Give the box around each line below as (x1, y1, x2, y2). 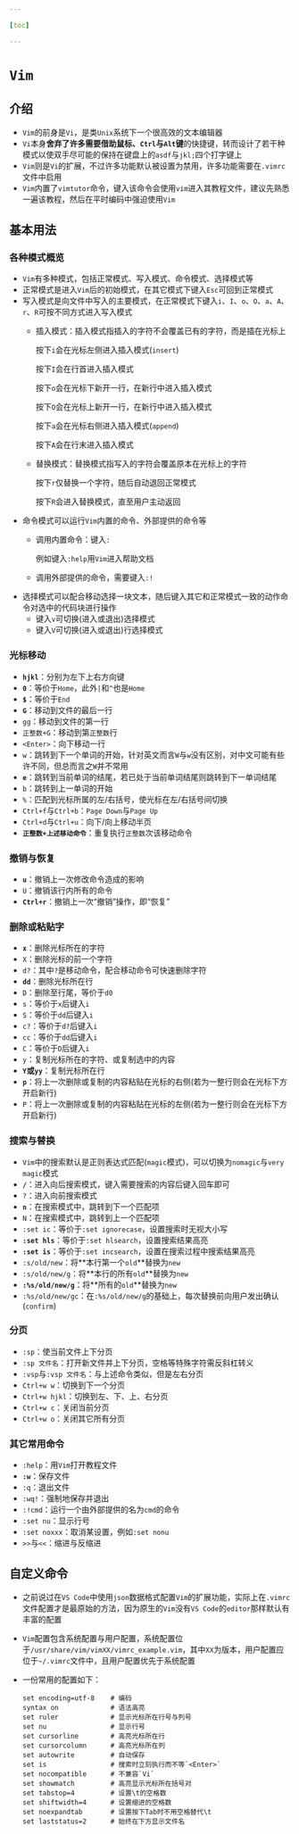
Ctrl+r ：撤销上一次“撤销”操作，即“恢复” (21, 896, 170, 907)
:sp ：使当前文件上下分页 (21, 1346, 113, 1357)
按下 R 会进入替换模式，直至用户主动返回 (35, 496, 181, 507)
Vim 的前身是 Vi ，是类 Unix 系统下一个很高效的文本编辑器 (21, 127, 223, 137)
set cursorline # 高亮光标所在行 (21, 1731, 165, 1740)
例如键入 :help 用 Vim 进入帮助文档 (35, 553, 154, 564)
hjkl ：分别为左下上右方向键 (21, 671, 125, 682)
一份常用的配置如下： (21, 1674, 101, 1685)
